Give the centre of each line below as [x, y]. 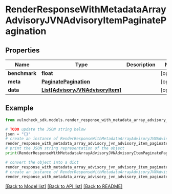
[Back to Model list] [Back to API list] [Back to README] [64, 186]
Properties [23, 50]
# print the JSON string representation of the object [65, 148]
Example [19, 108]
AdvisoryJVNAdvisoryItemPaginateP [86, 20]
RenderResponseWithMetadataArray [86, 9]
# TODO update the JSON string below [46, 129]
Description [141, 64]
